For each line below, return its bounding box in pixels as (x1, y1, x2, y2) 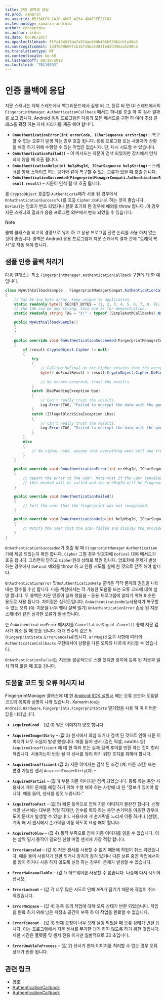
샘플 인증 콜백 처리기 (5, 258, 64, 266)
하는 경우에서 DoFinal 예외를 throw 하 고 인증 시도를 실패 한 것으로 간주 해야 (5, 563, 152, 569)
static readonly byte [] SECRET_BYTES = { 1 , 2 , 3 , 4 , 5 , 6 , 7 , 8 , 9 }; (14, 301, 161, 307)
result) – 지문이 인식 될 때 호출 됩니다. (25, 180, 101, 186)
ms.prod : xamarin (5, 12, 41, 17)
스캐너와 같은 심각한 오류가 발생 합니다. (5, 611, 81, 617)
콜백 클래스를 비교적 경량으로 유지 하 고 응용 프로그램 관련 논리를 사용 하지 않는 (5, 230, 157, 236)
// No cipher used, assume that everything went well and (31, 449, 154, 453)
